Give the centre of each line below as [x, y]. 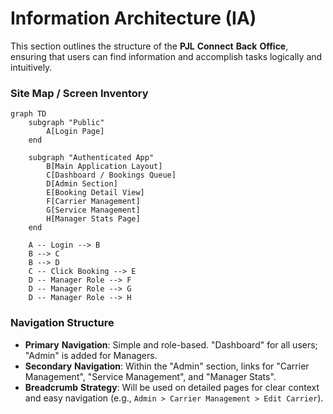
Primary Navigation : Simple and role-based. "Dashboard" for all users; [171, 344]
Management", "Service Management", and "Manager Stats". [150, 376]
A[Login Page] [75, 132]
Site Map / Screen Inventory [79, 93]
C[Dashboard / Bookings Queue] [111, 175]
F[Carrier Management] [93, 202]
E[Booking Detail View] [95, 193]
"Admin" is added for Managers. [91, 355]
